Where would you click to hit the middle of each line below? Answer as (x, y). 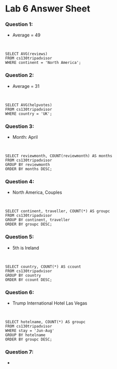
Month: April (25, 137)
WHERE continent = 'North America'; (43, 63)
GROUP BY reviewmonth (28, 165)
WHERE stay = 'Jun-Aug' (30, 331)
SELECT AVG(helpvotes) (29, 105)
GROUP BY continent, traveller (38, 220)
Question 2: (20, 75)
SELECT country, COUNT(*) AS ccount (43, 267)
